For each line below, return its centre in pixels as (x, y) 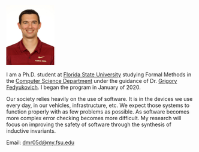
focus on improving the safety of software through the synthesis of (89, 124)
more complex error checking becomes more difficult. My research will (94, 118)
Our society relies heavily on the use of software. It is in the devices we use (99, 99)
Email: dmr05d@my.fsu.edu (40, 142)
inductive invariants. (31, 131)
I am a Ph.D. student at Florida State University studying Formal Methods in (99, 74)
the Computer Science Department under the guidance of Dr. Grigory (92, 81)
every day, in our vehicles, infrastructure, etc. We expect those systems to (98, 105)
